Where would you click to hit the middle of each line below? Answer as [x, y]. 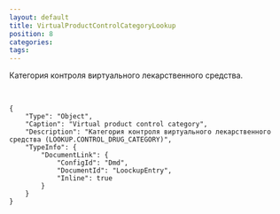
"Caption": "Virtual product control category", [117, 125]
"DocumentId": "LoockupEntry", [114, 171]
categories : [31, 42]
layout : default [39, 17]
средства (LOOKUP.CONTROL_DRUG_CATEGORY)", [91, 140]
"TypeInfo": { [51, 148]
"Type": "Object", [59, 117]
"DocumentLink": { [75, 156]
